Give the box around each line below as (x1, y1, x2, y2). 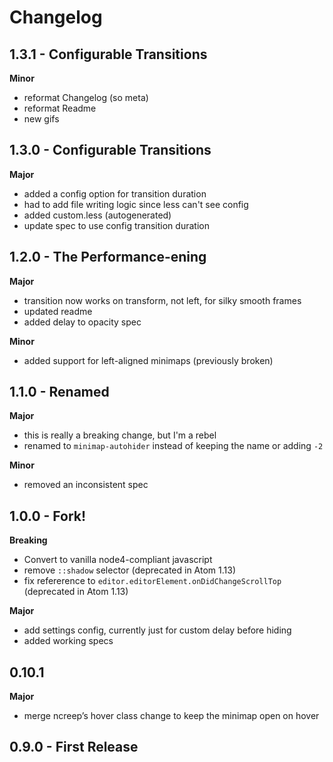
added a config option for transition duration (23, 187, 207, 200)
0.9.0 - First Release (9, 739, 139, 756)
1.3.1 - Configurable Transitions (9, 46, 208, 63)
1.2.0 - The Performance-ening (9, 249, 207, 266)
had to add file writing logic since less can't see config (23, 198, 249, 210)
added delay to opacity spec (23, 316, 142, 328)
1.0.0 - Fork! (9, 507, 87, 525)
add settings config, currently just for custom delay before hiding (23, 624, 292, 636)
